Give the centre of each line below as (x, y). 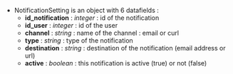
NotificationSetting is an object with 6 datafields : (86, 10)
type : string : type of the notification (79, 41)
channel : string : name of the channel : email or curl (102, 33)
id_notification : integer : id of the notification (92, 18)
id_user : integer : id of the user (71, 25)
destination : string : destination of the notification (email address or (125, 48)
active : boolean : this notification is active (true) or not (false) (116, 63)
